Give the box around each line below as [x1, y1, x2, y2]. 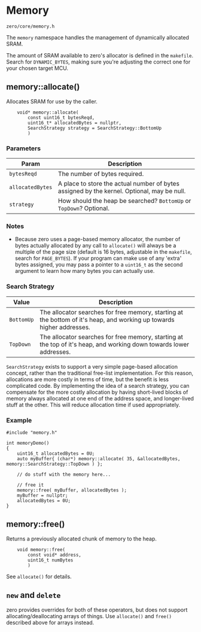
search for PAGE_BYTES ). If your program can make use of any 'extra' [14, 255, 182, 262]
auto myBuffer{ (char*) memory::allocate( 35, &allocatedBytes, [17, 455, 181, 461]
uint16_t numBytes [28, 557, 74, 563]
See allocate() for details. [6, 573, 72, 580]
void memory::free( [17, 546, 66, 552]
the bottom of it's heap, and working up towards [39, 315, 175, 324]
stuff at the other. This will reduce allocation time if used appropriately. [6, 401, 181, 408]
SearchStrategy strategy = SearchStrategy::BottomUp [28, 125, 162, 131]
